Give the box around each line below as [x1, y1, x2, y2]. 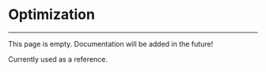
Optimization [8, 6, 95, 24]
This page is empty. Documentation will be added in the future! [8, 39, 214, 48]
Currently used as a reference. [8, 54, 108, 64]
